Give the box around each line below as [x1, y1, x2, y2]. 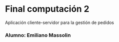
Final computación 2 [5, 3, 89, 15]
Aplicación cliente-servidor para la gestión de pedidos [5, 20, 114, 25]
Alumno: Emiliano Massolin [5, 32, 71, 39]
